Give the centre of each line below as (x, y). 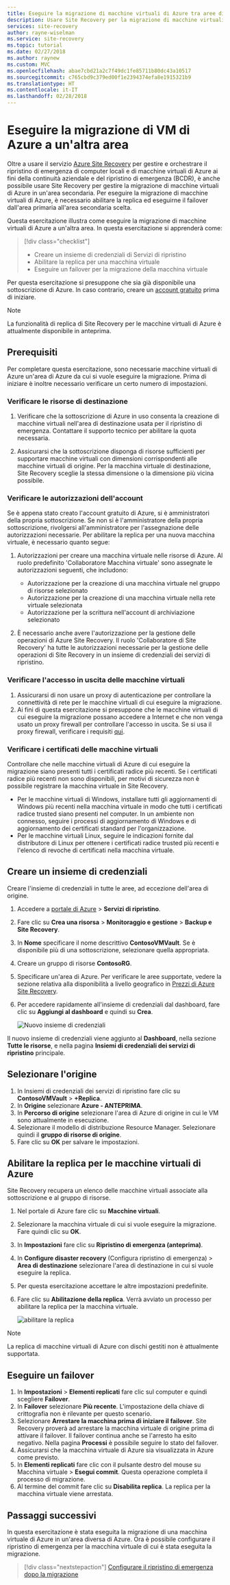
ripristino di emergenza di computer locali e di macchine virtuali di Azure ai (113, 171)
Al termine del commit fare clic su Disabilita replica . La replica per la (114, 1487)
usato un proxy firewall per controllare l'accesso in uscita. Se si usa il (114, 724)
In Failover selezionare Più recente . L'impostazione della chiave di (111, 1407)
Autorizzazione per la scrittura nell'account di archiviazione (111, 613)
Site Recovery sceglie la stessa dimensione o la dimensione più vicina (115, 473)
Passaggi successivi (52, 1515)
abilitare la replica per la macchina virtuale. (77, 1307)
